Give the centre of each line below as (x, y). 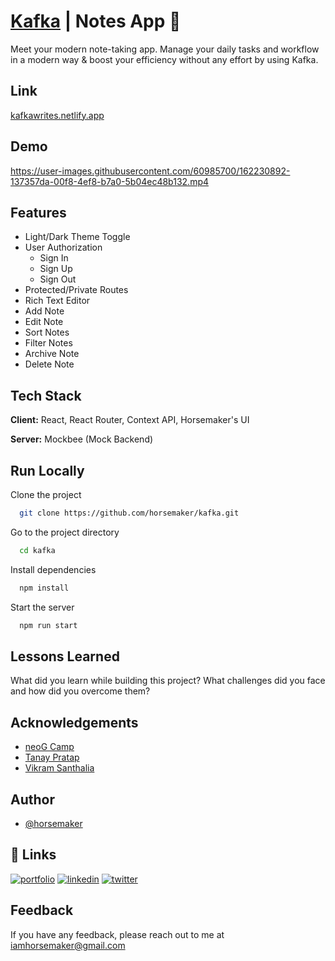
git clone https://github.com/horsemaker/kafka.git (129, 513)
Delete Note (49, 364)
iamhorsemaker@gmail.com (68, 945)
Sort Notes (47, 332)
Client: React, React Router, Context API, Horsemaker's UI (130, 420)
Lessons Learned (65, 656)
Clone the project (46, 494)
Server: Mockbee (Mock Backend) (82, 439)
